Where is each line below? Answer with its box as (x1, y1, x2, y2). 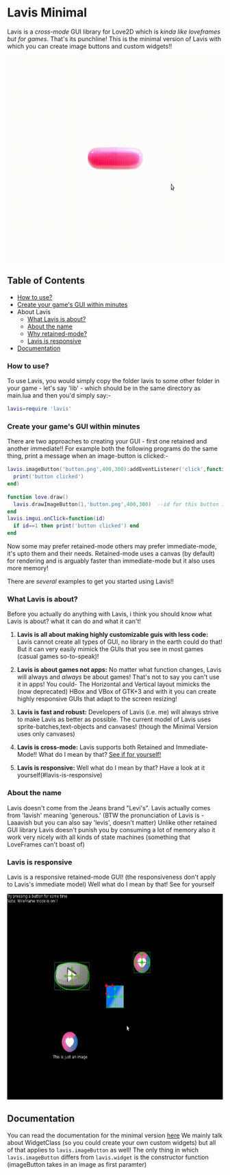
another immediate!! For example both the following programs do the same (7, 444, 218, 453)
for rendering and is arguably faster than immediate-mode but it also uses (7, 557, 216, 565)
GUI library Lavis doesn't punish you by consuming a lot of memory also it (7, 825, 216, 834)
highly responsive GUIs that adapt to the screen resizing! (16, 694, 178, 703)
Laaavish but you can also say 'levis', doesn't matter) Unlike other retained (7, 818, 217, 827)
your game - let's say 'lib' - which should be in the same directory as (7, 384, 201, 392)
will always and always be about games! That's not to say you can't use (16, 673, 220, 681)
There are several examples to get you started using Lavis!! (7, 577, 175, 585)
